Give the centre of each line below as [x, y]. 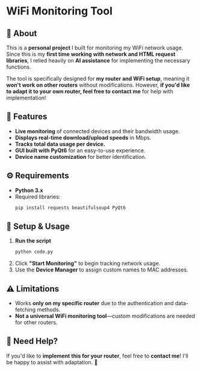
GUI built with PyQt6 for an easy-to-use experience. [80, 150]
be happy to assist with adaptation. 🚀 [52, 362]
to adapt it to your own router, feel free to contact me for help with [90, 91]
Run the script [33, 241]
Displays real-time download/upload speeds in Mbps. [83, 137]
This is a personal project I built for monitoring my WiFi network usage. [95, 48]
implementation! [26, 98]
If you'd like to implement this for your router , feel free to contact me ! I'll [97, 356]
